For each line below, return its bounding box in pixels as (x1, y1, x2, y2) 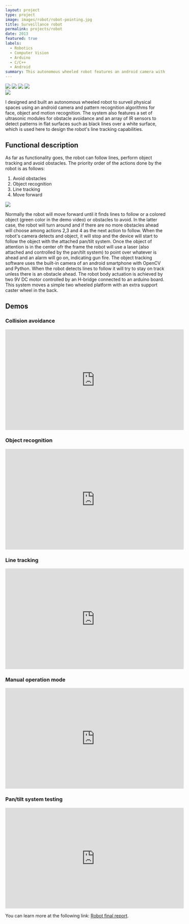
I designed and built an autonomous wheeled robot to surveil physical (5, 99, 151, 105)
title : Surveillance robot (5, 21, 63, 27)
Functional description (5, 141, 79, 150)
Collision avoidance (5, 318, 55, 325)
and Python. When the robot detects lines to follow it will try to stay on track (5, 265, 165, 272)
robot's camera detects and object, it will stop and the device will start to (5, 233, 158, 239)
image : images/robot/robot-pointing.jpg (5, 17, 93, 22)
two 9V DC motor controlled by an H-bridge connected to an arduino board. (5, 276, 165, 282)
